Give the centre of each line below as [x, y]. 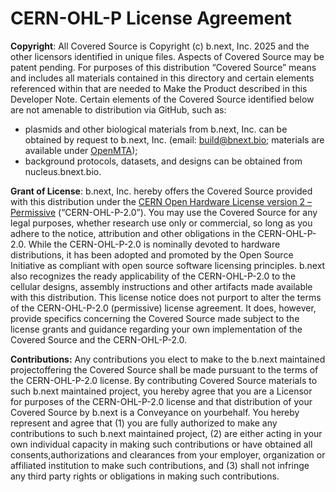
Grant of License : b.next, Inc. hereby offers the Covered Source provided [161, 191]
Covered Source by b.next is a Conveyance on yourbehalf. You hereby [155, 412]
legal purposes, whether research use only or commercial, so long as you [161, 223]
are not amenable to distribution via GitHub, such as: [118, 109]
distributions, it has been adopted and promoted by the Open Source [152, 254]
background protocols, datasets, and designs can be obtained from [163, 161]
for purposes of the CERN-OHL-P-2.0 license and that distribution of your [161, 401]
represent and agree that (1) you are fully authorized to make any [144, 423]
